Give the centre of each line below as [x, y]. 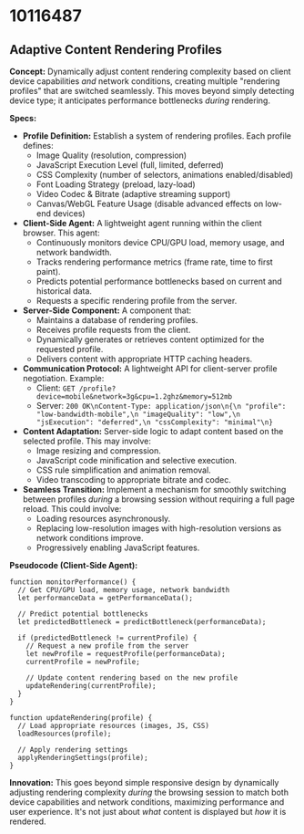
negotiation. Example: [63, 378]
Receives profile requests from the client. [113, 330]
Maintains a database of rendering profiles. [117, 320]
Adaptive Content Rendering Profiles [116, 50]
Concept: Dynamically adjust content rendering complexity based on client [150, 71]
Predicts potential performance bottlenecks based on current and [159, 281]
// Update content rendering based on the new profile [132, 678]
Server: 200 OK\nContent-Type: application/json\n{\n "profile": [161, 406]
